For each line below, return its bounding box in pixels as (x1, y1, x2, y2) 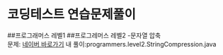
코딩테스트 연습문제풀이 (7, 6, 136, 23)
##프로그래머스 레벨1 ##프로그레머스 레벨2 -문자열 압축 (7, 31, 161, 39)
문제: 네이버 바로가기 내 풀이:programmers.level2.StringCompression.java (7, 39, 217, 48)
